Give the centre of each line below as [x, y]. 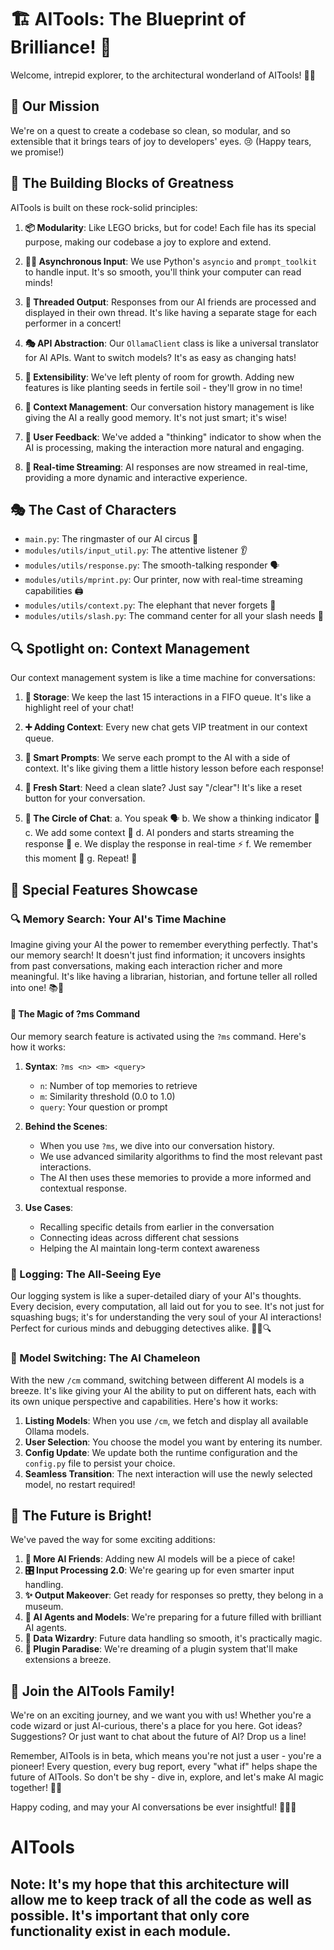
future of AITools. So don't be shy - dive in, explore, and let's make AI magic [167, 1777]
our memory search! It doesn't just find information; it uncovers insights [158, 955]
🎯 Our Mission [55, 106]
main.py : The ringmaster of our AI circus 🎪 [111, 539]
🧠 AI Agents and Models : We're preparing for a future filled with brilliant [173, 1617]
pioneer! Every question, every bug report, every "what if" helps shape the [164, 1767]
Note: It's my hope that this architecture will [150, 1884]
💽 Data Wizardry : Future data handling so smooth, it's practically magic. [173, 1638]
